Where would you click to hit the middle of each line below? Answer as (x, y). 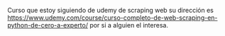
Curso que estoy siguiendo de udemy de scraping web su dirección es (111, 10)
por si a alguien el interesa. (129, 25)
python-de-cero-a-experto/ (48, 25)
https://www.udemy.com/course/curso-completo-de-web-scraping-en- (112, 18)
